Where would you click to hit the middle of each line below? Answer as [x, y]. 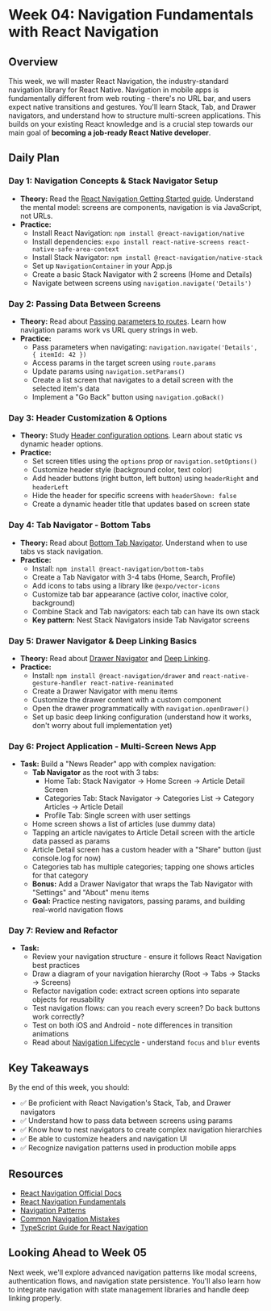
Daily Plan [34, 158]
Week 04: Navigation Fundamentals [131, 15]
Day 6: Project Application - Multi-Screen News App [113, 746]
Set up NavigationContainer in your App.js [102, 266]
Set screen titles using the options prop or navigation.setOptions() [145, 461]
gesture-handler [59, 683]
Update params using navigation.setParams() [108, 371]
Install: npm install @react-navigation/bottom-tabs [118, 568]
